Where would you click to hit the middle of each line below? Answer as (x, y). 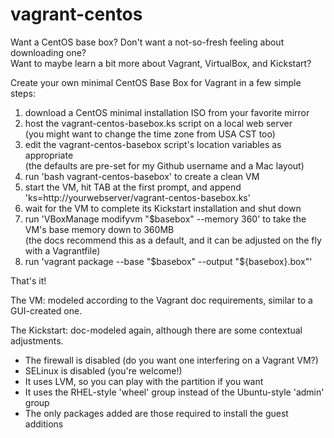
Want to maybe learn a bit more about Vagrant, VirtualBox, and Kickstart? (161, 63)
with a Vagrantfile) (62, 250)
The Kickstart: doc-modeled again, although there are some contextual (156, 330)
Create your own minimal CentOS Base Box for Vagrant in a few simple (156, 82)
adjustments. (37, 340)
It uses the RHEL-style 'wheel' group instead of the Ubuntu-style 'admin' (174, 392)
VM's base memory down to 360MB (99, 229)
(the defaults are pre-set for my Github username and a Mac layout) (164, 165)
